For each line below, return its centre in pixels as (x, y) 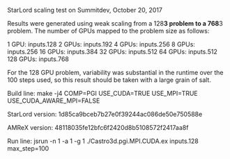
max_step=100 (28, 148)
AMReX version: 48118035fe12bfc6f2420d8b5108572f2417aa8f (98, 127)
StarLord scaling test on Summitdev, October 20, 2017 (85, 10)
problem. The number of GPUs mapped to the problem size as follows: (108, 31)
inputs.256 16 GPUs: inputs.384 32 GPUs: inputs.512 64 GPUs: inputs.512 (113, 52)
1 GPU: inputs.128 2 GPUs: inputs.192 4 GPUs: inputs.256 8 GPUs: (101, 44)
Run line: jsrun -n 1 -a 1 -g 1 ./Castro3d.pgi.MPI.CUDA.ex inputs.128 (103, 141)
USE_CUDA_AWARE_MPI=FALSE (54, 101)
